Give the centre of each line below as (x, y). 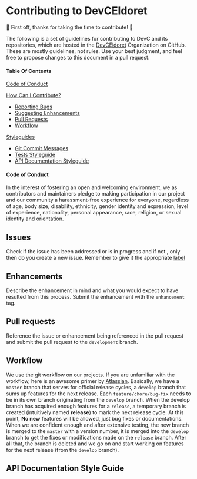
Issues (19, 237)
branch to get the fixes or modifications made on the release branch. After (96, 437)
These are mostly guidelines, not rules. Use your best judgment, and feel (94, 51)
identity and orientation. (35, 219)
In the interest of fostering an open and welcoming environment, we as (92, 187)
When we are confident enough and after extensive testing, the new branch (98, 425)
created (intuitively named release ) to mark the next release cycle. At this (95, 412)
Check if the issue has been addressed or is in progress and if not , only (93, 252)
